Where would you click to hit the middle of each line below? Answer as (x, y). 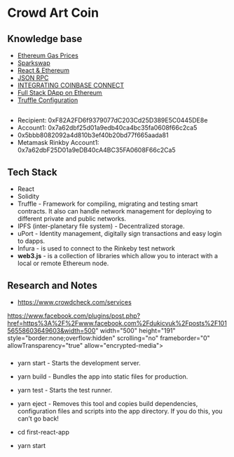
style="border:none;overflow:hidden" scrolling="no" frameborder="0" (109, 338)
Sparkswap (34, 63)
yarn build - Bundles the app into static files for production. (103, 377)
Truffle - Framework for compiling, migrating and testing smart (108, 204)
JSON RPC (33, 78)
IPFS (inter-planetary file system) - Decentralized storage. (101, 226)
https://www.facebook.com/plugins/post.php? (74, 316)
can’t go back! (38, 419)
